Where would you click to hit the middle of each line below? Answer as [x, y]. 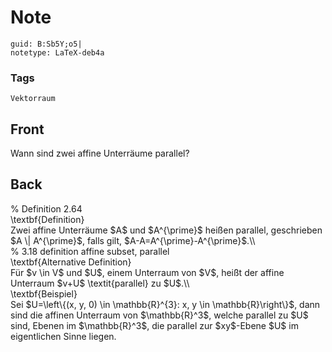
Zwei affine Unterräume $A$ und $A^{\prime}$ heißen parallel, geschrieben [166, 230]
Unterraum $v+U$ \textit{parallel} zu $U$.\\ [100, 283]
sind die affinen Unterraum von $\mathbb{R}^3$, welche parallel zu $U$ [159, 315]
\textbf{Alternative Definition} [71, 262]
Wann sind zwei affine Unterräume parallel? [100, 153]
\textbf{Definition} [47, 219]
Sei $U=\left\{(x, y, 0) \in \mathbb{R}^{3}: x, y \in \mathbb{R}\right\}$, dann [165, 304]
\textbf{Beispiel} [44, 293]
